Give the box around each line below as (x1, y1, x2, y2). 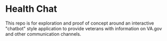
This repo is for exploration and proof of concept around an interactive (5, 20, 154, 26)
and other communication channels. (5, 31, 81, 37)
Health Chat (5, 3, 57, 15)
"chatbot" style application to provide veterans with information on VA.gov (5, 25, 162, 31)
